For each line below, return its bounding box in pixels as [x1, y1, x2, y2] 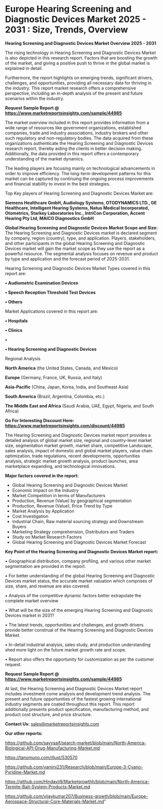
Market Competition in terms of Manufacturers [12, 492, 106, 498]
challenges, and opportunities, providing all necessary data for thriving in [5, 80, 152, 86]
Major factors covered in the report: [5, 472, 79, 479]
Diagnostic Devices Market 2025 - [5, 14, 146, 25]
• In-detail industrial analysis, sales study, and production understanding [5, 642, 151, 647]
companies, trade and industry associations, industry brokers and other [5, 130, 148, 136]
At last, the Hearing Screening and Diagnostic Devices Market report [5, 686, 143, 691]
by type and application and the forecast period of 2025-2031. [5, 256, 130, 262]
